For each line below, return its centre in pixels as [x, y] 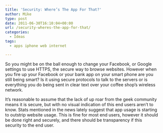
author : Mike [18, 14]
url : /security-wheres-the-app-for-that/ [48, 28]
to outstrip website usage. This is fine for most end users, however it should [81, 114]
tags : [11, 41]
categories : [17, 32]
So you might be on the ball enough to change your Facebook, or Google [79, 64]
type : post [16, 19]
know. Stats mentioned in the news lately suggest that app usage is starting [81, 110]
